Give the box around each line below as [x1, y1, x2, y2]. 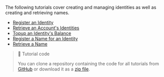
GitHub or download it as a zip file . [17, 66, 90, 72]
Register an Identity [12, 20, 54, 25]
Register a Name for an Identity [12, 35, 78, 42]
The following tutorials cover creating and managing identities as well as [5, 5, 156, 10]
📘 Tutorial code [17, 51, 50, 57]
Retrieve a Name [12, 41, 48, 47]
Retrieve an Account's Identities [12, 25, 80, 31]
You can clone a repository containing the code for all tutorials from [17, 61, 159, 66]
